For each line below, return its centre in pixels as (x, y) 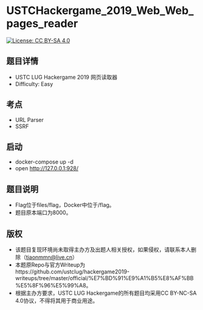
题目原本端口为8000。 (43, 213)
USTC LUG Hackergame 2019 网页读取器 (66, 77)
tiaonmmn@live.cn (49, 257)
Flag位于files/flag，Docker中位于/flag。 (65, 205)
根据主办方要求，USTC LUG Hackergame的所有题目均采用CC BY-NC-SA (106, 293)
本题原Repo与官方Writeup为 (50, 265)
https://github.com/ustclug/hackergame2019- (72, 272)
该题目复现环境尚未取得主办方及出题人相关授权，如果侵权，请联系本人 (103, 250)
